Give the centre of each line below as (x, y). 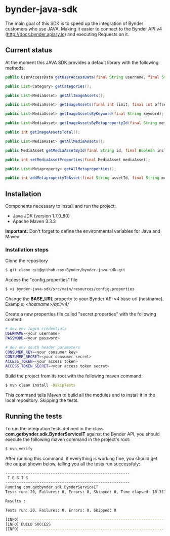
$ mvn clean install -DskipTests (40, 385)
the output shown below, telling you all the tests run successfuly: (73, 464)
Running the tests (34, 416)
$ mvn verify (19, 449)
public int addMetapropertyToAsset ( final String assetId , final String (82, 178)
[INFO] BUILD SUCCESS (28, 524)
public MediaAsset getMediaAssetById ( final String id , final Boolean (80, 150)
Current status (29, 50)
